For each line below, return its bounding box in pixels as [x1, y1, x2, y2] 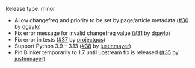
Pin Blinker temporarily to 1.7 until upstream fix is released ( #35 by [14, 49, 179, 56]
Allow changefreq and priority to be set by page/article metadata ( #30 [14, 17, 189, 23]
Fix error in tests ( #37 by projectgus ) [14, 36, 106, 43]
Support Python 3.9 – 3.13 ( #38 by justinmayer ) [14, 42, 132, 49]
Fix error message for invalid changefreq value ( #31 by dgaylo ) [14, 29, 171, 37]
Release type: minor [5, 5, 55, 12]
